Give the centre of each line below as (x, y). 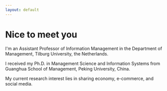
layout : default (22, 10)
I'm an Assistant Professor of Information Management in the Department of (84, 48)
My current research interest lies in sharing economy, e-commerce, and (79, 78)
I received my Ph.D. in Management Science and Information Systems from (83, 63)
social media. (19, 83)
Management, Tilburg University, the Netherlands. (57, 53)
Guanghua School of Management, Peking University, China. (68, 68)
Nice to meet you (41, 34)
